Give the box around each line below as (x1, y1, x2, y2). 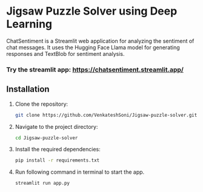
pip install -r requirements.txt (15, 157, 100, 163)
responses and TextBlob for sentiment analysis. (6, 50, 125, 57)
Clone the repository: (15, 100, 68, 108)
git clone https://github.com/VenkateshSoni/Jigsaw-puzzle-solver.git (15, 112, 198, 118)
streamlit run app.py (15, 180, 70, 187)
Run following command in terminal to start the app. (15, 168, 145, 176)
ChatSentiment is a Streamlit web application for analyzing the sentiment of (6, 37, 195, 44)
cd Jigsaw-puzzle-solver (15, 135, 78, 141)
